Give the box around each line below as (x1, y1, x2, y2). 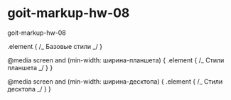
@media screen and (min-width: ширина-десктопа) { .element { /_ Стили (7, 77, 223, 86)
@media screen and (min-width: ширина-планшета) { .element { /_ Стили (7, 55, 225, 65)
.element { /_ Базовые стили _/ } (7, 42, 103, 50)
